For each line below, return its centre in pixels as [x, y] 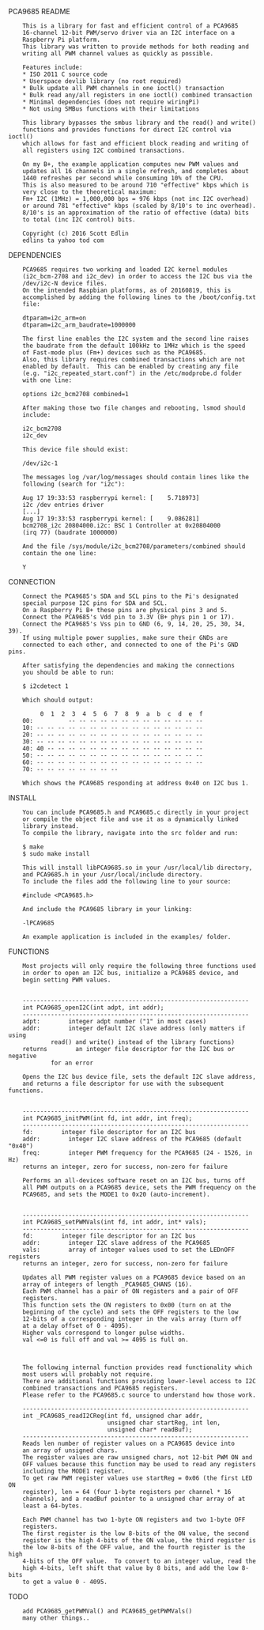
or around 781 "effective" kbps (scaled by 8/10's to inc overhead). [140, 206]
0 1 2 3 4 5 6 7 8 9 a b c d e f [121, 714]
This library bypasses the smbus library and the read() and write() [140, 123]
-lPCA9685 [39, 923]
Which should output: [58, 700]
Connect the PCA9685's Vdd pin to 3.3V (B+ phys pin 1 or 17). [129, 617]
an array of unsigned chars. [70, 1450]
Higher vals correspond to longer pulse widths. [104, 1333]
